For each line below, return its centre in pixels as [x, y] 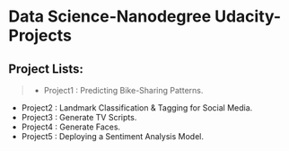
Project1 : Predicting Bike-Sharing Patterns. [123, 90]
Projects [40, 36]
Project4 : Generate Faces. [71, 127]
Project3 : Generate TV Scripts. [79, 117]
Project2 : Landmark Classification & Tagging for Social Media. [137, 108]
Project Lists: [46, 69]
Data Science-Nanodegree [110, 17]
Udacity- [248, 17]
